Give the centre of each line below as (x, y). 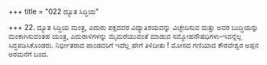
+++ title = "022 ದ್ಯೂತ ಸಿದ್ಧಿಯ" (53, 11)
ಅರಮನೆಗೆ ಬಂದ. (29, 54)
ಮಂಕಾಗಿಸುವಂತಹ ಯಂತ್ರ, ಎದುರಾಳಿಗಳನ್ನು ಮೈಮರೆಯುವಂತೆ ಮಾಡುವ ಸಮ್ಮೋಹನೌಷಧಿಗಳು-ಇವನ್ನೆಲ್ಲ (125, 36)
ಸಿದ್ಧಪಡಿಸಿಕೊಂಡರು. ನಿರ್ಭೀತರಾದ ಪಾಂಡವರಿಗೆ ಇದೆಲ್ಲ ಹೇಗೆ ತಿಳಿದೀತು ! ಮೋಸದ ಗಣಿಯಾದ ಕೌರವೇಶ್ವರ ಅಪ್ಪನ (133, 45)
